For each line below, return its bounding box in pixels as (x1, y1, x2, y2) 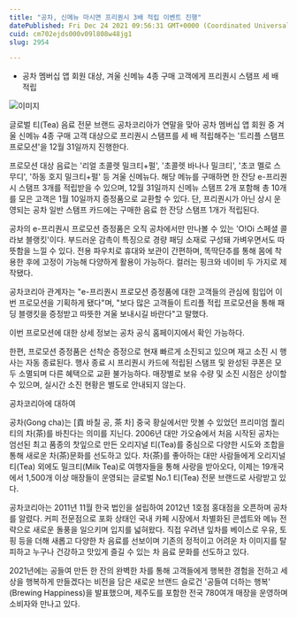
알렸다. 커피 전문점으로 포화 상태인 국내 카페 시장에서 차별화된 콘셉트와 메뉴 (18, 513, 278, 524)
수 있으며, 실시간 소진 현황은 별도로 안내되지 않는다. (9, 380, 186, 390)
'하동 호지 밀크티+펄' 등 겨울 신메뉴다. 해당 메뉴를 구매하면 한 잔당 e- (29, 172, 267, 182)
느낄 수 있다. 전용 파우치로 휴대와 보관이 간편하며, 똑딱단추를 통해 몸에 (32, 245, 273, 257)
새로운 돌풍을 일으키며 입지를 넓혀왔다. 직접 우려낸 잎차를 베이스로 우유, (32, 524, 278, 536)
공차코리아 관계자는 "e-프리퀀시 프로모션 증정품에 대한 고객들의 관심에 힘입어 (9, 287, 274, 297)
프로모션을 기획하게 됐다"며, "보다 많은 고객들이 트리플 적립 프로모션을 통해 (18, 297, 276, 308)
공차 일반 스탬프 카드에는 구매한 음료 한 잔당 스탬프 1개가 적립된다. (32, 204, 260, 215)
